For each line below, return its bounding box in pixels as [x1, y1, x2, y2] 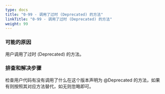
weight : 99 [5, 21, 28, 26]
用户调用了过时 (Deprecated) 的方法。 [5, 51, 84, 57]
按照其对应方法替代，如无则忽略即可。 [14, 83, 94, 89]
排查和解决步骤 [5, 64, 42, 71]
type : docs [5, 7, 28, 12]
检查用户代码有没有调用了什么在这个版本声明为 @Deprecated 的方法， [5, 77, 151, 83]
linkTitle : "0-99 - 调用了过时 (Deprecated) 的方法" [5, 16, 113, 21]
